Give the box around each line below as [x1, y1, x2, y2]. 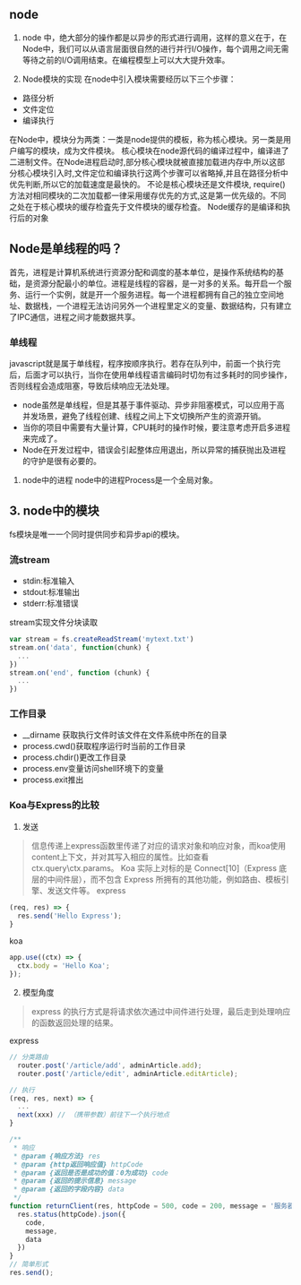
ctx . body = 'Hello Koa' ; [17, 962, 110, 970]
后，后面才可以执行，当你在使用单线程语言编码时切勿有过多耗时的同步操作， [9, 369, 292, 380]
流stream [9, 553, 51, 565]
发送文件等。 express [47, 884, 126, 895]
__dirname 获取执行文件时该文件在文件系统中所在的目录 [21, 729, 228, 740]
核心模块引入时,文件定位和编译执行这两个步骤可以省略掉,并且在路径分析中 [16, 168, 289, 178]
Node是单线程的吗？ [9, 241, 123, 256]
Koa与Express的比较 [9, 799, 100, 812]
